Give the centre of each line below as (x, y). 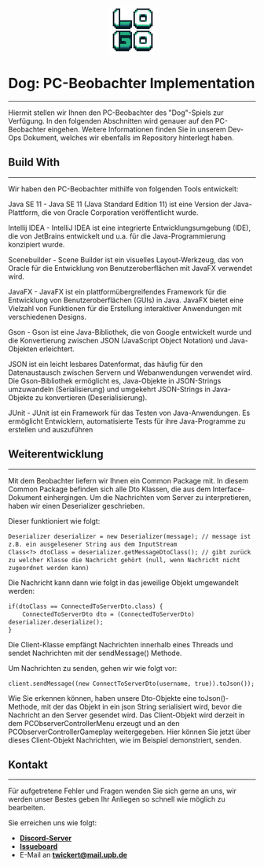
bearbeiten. (27, 808)
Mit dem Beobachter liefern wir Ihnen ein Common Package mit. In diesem (128, 480)
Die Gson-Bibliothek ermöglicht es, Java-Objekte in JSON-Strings (115, 380)
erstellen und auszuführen (51, 429)
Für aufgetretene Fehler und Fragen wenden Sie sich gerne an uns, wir (123, 791)
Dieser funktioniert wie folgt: (54, 521)
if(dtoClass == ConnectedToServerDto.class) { (86, 606)
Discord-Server (46, 838)
